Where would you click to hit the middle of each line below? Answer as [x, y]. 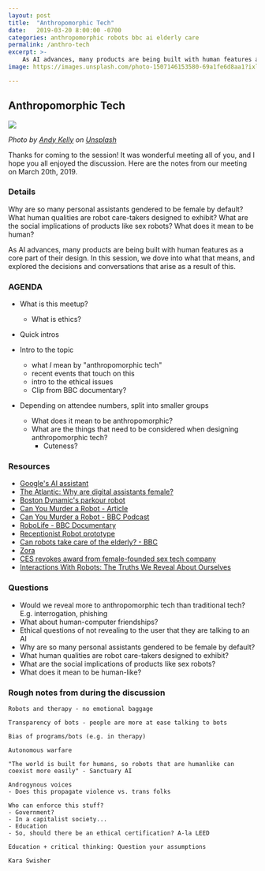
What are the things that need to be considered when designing [135, 429]
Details [22, 192]
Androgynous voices [40, 785]
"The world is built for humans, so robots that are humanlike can [121, 764]
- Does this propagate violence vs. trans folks [90, 792]
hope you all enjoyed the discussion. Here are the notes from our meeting [128, 163]
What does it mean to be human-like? [80, 672]
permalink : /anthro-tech [49, 45]
